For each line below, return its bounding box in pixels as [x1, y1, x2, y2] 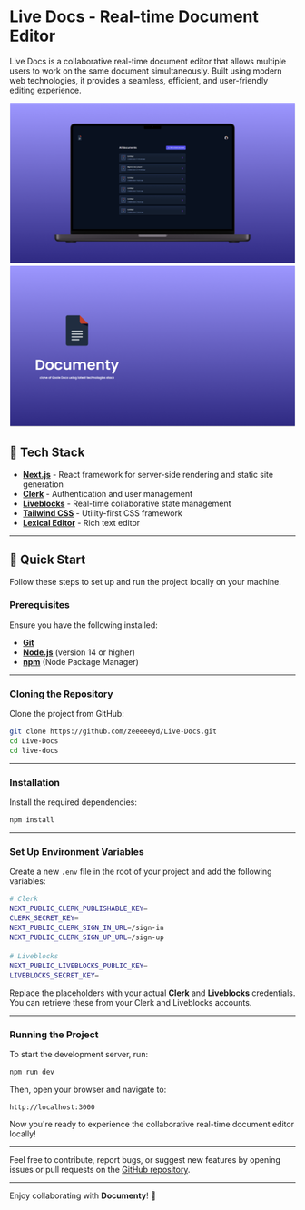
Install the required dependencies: [9, 797, 138, 808]
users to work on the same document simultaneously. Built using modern [9, 65, 283, 76]
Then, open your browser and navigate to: [9, 1084, 167, 1096]
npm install [9, 816, 54, 825]
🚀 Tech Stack [9, 445, 85, 461]
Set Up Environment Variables [9, 845, 144, 858]
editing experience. [9, 84, 82, 95]
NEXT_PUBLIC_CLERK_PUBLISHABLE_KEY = [9, 904, 148, 914]
